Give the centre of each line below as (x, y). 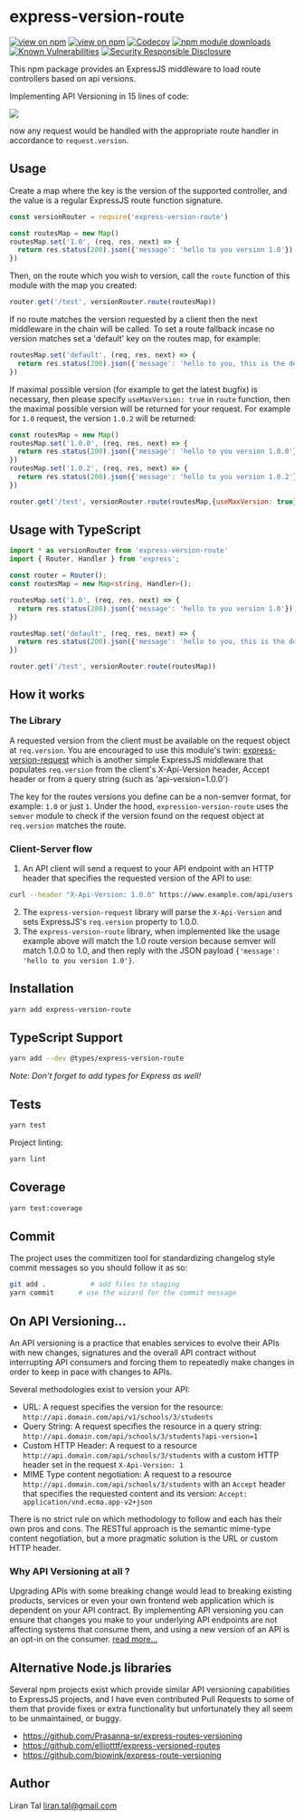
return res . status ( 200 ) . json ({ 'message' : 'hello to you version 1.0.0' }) (159, 452)
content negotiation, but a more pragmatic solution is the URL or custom (144, 1538)
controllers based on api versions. (73, 78)
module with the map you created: (73, 285)
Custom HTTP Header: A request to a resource (109, 1445)
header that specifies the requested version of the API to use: (137, 878)
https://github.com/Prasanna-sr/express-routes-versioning (132, 1736)
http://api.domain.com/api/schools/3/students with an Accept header (154, 1484)
